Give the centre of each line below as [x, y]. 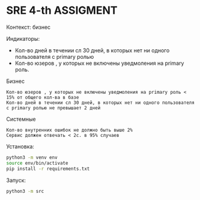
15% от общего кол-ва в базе [43, 97]
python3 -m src [25, 191]
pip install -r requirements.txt [48, 169]
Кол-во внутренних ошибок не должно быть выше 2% [70, 130]
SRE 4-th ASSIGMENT [62, 11]
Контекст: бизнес [29, 27]
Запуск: [16, 180]
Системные [21, 119]
